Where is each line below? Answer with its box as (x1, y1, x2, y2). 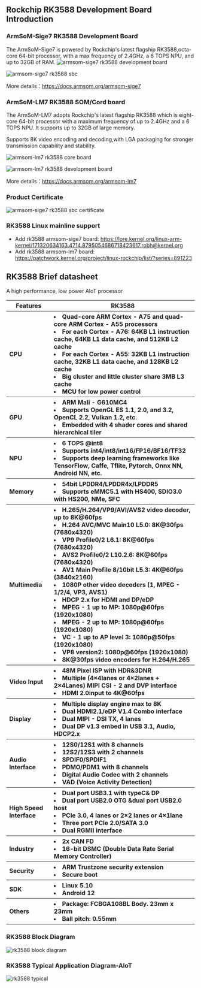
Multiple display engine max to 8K (62, 700, 162, 708)
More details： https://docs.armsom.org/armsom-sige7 (6, 82, 141, 89)
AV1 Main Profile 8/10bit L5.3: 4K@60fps (62, 566, 184, 574)
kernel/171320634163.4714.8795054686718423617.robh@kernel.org (14, 241, 184, 249)
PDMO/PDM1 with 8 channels (62, 763, 148, 772)
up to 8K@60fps (53, 513, 102, 522)
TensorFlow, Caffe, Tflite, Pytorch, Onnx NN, (53, 461, 184, 470)
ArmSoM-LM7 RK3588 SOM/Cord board (6, 98, 126, 106)
